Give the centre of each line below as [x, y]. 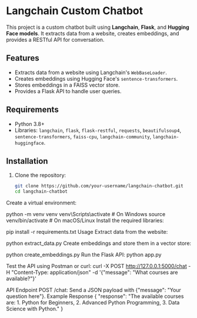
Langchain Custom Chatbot [74, 11]
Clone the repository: [40, 175]
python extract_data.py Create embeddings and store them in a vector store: [99, 243]
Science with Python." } [35, 309]
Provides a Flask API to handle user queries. [68, 91]
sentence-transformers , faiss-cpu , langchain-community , [83, 136]
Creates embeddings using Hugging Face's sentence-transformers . [96, 78]
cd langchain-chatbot [41, 192]
